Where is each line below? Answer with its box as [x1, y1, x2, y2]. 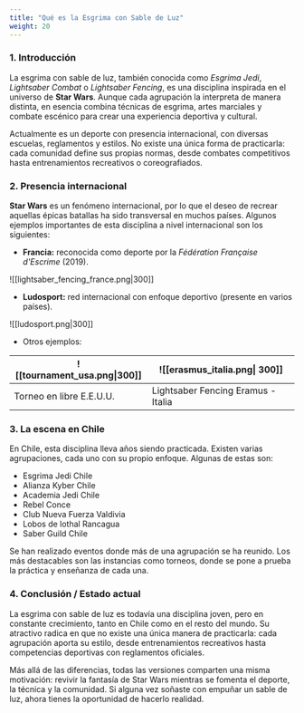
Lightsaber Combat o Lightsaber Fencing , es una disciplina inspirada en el [9, 82, 287, 92]
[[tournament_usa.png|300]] [14, 369, 142, 381]
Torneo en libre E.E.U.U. [14, 390, 115, 403]
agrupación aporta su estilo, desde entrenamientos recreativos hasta [9, 637, 267, 648]
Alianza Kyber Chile [22, 480, 97, 491]
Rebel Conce [22, 499, 71, 510]
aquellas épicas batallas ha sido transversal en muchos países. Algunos [9, 210, 277, 221]
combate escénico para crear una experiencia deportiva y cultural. [9, 111, 258, 121]
